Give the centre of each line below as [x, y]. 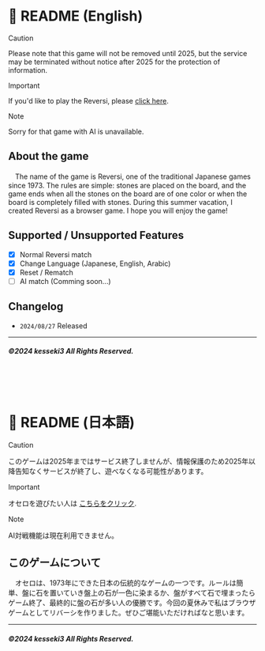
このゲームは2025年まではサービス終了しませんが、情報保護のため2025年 [129, 461]
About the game [49, 156]
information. [28, 70]
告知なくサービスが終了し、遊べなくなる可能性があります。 [111, 471]
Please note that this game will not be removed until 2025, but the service [128, 53]
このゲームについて [54, 562]
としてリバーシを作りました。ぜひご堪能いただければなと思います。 [139, 613]
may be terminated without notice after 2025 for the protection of [114, 62]
